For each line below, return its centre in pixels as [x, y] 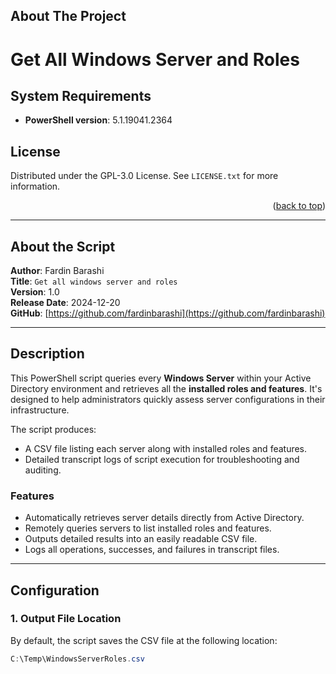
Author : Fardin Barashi [57, 271]
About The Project [68, 16]
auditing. [43, 470]
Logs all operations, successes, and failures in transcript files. [152, 550]
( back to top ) [299, 206]
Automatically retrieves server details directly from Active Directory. [164, 518]
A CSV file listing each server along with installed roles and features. [166, 448]
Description [47, 354]
